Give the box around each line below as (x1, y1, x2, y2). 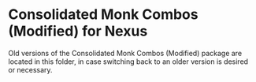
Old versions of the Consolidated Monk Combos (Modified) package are (8, 48, 243, 58)
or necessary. (8, 65, 53, 74)
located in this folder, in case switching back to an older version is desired (8, 57, 249, 66)
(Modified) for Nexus (8, 22, 148, 40)
